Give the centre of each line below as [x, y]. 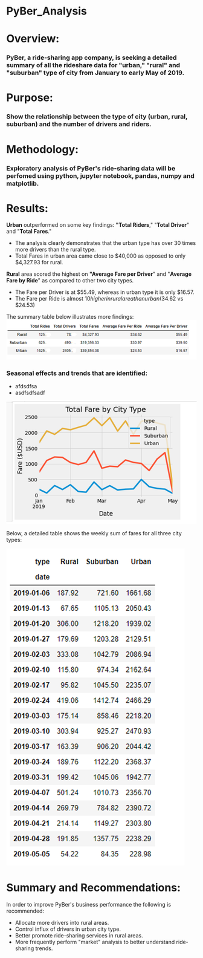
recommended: [25, 911]
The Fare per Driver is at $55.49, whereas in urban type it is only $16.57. [105, 292]
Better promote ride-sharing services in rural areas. [79, 935]
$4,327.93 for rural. [39, 262]
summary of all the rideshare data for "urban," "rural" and [93, 65]
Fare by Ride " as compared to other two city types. [70, 281]
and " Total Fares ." [29, 232]
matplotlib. [23, 183]
